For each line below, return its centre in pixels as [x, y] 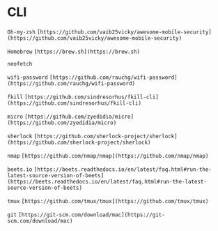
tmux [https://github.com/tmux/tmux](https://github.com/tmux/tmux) [108, 201]
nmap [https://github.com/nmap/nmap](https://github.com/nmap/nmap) [108, 156]
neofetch [20, 64]
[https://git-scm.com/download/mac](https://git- [92, 215]
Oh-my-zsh [22, 32]
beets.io [20, 169]
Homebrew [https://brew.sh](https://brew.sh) [74, 52]
